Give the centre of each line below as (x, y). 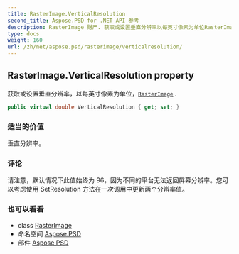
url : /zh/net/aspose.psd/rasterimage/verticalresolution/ (95, 47)
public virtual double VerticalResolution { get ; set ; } (94, 107)
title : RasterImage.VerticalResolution (67, 14)
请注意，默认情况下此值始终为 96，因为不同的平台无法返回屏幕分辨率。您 (115, 180)
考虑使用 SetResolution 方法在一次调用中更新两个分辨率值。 (101, 189)
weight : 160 (25, 40)
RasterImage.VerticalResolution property (101, 76)
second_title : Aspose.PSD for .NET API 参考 (73, 21)
